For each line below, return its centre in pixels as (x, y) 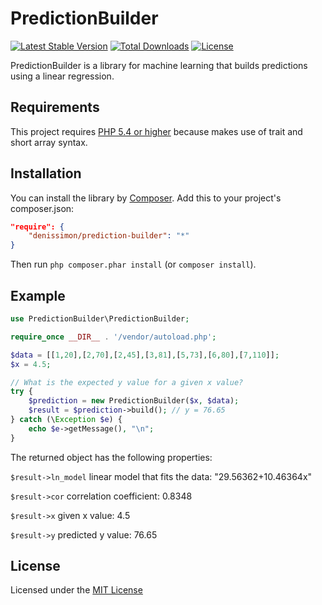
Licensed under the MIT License (76, 590)
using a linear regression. (62, 76)
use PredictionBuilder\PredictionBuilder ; (100, 319)
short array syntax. (49, 142)
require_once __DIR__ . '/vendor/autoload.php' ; (113, 337)
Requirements (55, 107)
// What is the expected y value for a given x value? (127, 382)
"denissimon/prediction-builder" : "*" (109, 236)
